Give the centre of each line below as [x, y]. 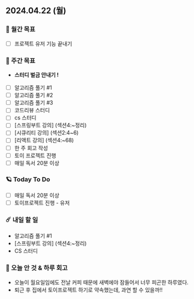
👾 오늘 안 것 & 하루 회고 [37, 268]
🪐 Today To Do [28, 179]
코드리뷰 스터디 [32, 110]
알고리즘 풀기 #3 [34, 103]
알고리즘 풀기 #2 [34, 95]
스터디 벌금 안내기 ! [37, 75]
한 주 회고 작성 [31, 148]
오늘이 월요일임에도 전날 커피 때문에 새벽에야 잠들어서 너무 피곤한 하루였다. [101, 282]
